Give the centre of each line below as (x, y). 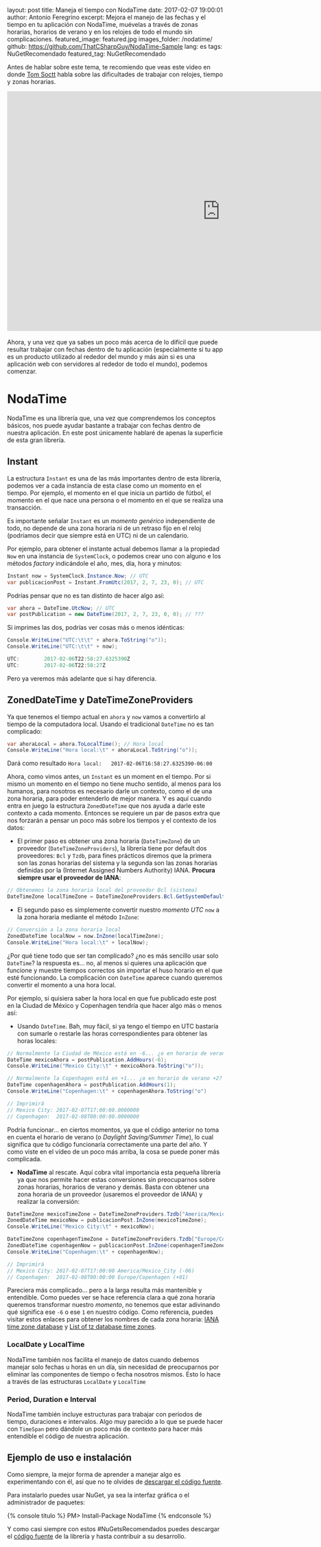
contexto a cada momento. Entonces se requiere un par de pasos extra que (114, 813)
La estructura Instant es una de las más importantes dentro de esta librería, (114, 478)
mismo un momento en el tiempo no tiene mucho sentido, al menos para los (114, 784)
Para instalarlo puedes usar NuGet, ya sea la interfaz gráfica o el (98, 1495)
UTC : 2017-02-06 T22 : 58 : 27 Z (57, 665)
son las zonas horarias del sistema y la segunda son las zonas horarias (117, 863)
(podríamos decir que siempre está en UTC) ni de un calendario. (98, 535)
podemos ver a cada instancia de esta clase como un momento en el (104, 485)
